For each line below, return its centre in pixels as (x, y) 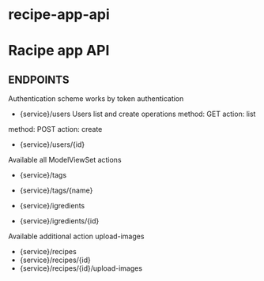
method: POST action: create (55, 129)
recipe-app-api (59, 15)
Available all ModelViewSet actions (65, 160)
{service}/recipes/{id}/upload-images (81, 268)
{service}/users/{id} (52, 144)
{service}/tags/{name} (56, 190)
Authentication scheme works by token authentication (96, 99)
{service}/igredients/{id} (59, 221)
